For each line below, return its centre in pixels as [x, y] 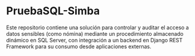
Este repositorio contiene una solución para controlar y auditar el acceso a [97, 27]
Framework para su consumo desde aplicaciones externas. [79, 46]
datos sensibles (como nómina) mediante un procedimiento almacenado [95, 33]
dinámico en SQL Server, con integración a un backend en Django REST [95, 40]
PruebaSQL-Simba [53, 11]
